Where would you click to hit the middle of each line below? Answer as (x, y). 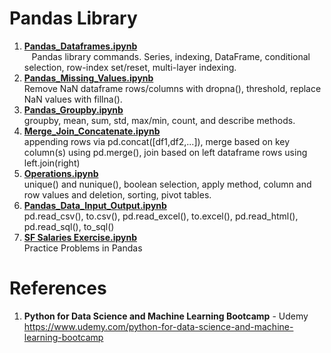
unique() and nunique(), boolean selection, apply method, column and (167, 184)
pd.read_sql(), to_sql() (69, 226)
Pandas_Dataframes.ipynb (80, 46)
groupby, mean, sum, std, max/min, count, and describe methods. (159, 120)
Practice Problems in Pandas (83, 248)
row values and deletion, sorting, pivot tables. (117, 194)
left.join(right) (52, 163)
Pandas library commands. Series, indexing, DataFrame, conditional (171, 56)
